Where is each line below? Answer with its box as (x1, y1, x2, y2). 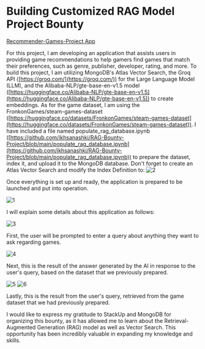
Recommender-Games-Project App (6, 37, 96, 45)
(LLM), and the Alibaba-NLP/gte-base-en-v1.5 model (6, 81, 140, 89)
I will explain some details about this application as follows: (6, 208, 155, 215)
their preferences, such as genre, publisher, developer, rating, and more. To (6, 62, 197, 70)
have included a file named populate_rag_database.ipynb (6, 127, 151, 134)
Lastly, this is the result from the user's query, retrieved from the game (6, 292, 185, 299)
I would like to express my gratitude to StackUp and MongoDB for (6, 310, 172, 318)
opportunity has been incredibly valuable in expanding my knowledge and (6, 330, 193, 337)
